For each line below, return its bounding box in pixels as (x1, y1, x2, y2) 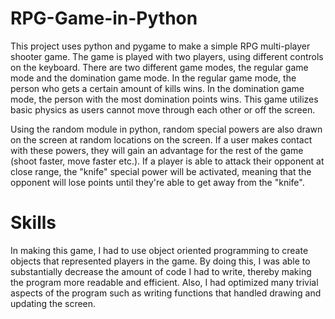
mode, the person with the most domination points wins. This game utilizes (10, 93, 319, 105)
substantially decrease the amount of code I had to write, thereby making (10, 265, 312, 277)
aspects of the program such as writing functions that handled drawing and (10, 287, 322, 299)
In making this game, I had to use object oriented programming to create (10, 244, 309, 256)
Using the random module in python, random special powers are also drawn (10, 123, 323, 135)
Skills (10, 212, 57, 234)
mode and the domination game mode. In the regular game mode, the (10, 72, 297, 84)
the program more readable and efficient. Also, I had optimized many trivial (10, 276, 319, 288)
